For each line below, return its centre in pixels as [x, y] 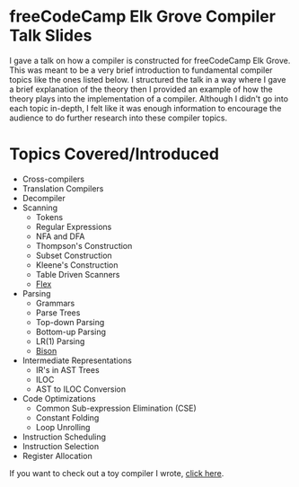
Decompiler [44, 198]
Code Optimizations [59, 398]
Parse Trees [58, 313]
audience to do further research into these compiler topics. [119, 118]
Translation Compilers [63, 188]
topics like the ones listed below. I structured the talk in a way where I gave [148, 79]
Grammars [55, 303]
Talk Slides [51, 35]
